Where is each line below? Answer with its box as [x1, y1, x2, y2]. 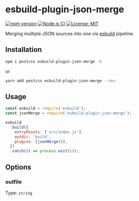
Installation [5, 45, 42, 54]
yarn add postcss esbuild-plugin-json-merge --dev [5, 78, 116, 83]
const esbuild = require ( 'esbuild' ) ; [5, 106, 86, 111]
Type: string [5, 190, 32, 196]
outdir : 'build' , [14, 134, 52, 139]
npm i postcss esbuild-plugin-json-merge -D [5, 59, 102, 64]
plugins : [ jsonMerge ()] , [14, 139, 68, 144]
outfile [5, 178, 22, 185]
